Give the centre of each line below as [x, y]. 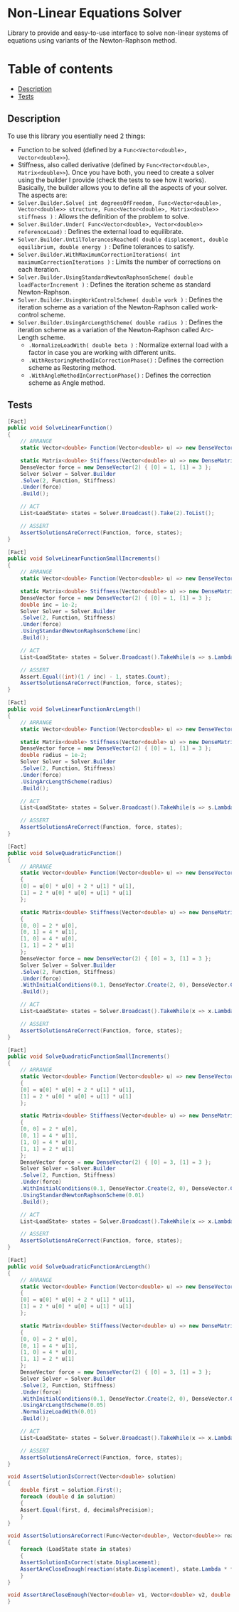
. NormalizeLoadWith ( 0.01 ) [59, 1412]
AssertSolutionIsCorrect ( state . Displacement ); [90, 1562]
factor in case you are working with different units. [102, 352]
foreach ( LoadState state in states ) [76, 1549]
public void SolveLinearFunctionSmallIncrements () [84, 559]
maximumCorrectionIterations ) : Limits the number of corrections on [119, 262]
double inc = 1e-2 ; [49, 605]
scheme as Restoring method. [72, 367]
